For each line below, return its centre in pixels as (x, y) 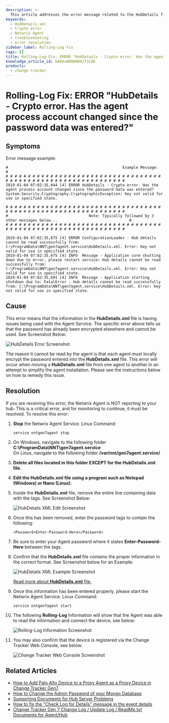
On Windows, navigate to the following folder (59, 442)
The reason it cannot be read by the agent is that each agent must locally (81, 354)
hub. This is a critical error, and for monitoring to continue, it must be (77, 409)
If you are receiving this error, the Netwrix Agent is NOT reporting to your (81, 403)
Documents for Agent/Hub (40, 715)
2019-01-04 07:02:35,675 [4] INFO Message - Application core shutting (83, 256)
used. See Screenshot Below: (36, 334)
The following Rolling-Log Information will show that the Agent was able (88, 615)
